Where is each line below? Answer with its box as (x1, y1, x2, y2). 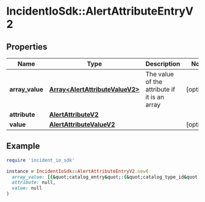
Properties (6, 41, 48, 52)
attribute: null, (12, 179, 56, 186)
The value (145, 70, 174, 78)
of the (145, 78, 163, 86)
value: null (12, 185, 43, 192)
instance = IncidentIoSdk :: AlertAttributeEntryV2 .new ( (6, 168, 149, 175)
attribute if (145, 85, 176, 93)
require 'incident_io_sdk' (6, 157, 75, 163)
